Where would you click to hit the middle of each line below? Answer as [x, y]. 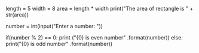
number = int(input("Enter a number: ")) [54, 26]
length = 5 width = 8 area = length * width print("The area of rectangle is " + [99, 9]
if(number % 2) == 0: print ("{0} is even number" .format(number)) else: [94, 37]
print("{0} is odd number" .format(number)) [59, 44]
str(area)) [17, 15]
